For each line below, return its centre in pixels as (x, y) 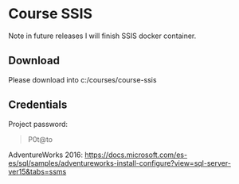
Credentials (38, 105)
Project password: (38, 124)
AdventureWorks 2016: (46, 155)
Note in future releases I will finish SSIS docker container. (102, 36)
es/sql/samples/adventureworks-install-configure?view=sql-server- (119, 163)
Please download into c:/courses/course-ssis (82, 79)
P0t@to (40, 139)
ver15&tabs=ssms (37, 171)
